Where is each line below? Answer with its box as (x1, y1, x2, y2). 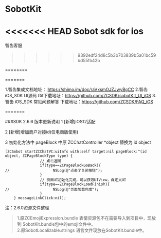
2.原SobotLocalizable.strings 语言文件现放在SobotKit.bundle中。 (17, 227, 147, 233)
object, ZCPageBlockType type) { (5, 153, 73, 158)
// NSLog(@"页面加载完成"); (5, 187, 99, 192)
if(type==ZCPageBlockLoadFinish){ (39, 182, 110, 187)
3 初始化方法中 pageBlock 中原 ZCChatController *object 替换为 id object (5, 139, 151, 145)
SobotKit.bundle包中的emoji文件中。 (22, 221, 96, 227)
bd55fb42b (77, 58, 101, 64)
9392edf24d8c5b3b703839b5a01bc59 (77, 52, 156, 58)
